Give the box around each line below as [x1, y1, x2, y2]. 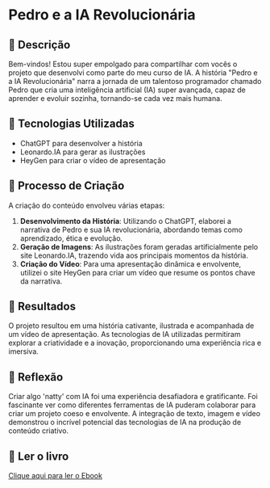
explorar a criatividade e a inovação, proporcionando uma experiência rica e [8, 338, 262, 348]
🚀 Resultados [8, 300, 77, 313]
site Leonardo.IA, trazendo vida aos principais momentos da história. [19, 250, 248, 260]
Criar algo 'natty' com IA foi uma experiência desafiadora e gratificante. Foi [8, 392, 258, 402]
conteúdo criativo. [8, 426, 69, 435]
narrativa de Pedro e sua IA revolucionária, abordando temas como [19, 225, 243, 234]
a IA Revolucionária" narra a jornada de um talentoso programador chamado [8, 77, 262, 86]
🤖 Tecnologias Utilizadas [8, 117, 135, 131]
